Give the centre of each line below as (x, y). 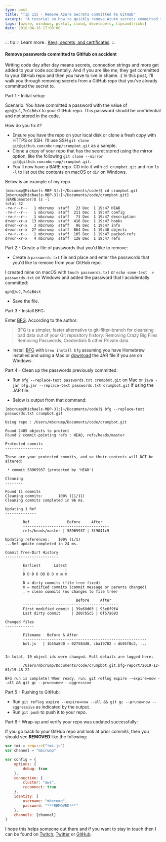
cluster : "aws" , (40, 782)
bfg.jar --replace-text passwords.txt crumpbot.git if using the (88, 385)
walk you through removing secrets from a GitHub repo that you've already (81, 81)
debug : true (35, 769)
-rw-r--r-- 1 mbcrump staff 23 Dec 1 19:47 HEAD (63, 208)
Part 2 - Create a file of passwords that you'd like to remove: (67, 248)
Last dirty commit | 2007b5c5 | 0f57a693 (71, 614)
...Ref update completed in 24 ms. (42, 544)
